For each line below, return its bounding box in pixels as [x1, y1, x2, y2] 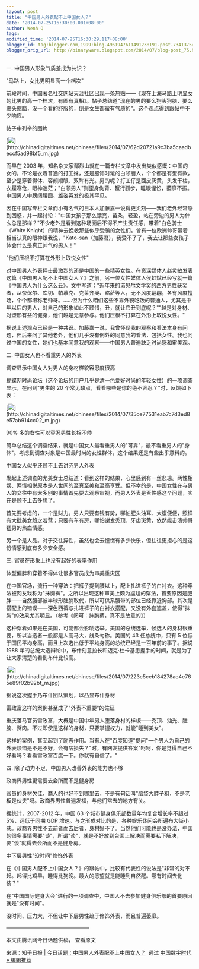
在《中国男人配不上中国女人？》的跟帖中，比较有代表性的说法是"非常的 [6, 864, 180, 872]
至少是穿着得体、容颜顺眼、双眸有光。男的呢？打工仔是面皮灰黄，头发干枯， [6, 176, 193, 184]
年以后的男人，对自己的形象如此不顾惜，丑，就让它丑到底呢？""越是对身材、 [6, 304, 193, 311]
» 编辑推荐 [6, 956, 32, 963]
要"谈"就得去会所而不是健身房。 [6, 839, 84, 847]
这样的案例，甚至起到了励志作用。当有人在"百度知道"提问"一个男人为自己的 [6, 737, 190, 744]
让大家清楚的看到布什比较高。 [6, 654, 79, 661]
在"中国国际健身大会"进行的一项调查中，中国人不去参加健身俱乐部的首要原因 [6, 892, 193, 899]
